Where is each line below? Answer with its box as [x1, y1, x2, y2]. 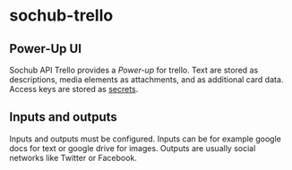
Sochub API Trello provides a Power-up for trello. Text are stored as [9, 64, 259, 75]
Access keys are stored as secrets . [9, 84, 139, 94]
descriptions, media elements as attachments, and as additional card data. [9, 74, 284, 85]
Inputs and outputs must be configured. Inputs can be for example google [9, 133, 282, 144]
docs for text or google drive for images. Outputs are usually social [9, 142, 256, 153]
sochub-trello [9, 5, 114, 26]
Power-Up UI [9, 41, 82, 56]
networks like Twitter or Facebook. [9, 152, 137, 163]
